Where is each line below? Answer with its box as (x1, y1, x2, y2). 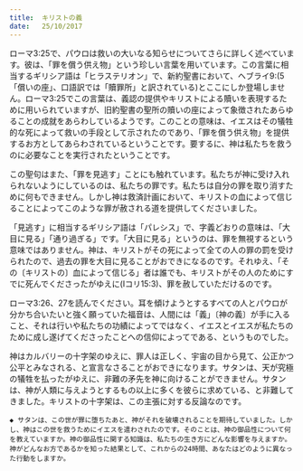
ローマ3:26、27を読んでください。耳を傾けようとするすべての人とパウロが (9, 297, 288, 308)
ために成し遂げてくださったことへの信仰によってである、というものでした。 (9, 331, 294, 342)
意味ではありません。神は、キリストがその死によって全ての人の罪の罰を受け (9, 244, 294, 255)
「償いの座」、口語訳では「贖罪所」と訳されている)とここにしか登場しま (9, 81, 278, 92)
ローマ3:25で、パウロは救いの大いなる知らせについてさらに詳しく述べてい (9, 47, 287, 59)
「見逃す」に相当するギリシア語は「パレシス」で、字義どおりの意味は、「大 (9, 221, 291, 232)
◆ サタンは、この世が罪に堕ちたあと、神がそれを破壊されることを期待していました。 (9, 415, 280, 425)
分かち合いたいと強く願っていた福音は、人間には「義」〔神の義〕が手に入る (9, 308, 291, 319)
